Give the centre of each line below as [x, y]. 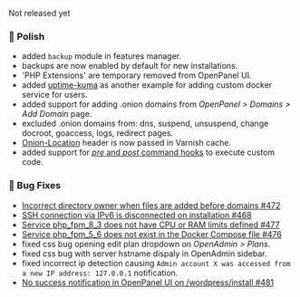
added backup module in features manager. [102, 56]
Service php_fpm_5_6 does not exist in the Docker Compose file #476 [151, 234]
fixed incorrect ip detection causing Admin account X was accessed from [156, 263]
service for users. [54, 95]
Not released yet [39, 13]
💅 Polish [27, 36]
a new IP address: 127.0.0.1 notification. [100, 273]
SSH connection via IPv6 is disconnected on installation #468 [136, 215]
